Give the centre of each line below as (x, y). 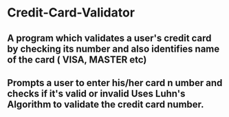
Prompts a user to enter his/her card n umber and (115, 83)
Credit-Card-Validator (71, 13)
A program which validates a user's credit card (109, 38)
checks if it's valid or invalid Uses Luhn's (96, 93)
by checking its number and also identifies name (113, 49)
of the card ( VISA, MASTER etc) (77, 60)
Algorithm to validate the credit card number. (106, 104)
